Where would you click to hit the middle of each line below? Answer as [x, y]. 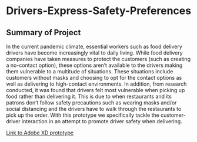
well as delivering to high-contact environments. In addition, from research [96, 84]
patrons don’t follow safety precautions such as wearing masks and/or [91, 103]
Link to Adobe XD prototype [40, 133]
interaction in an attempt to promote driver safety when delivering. [102, 121]
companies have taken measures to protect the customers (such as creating [98, 59]
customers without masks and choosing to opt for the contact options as [94, 78]
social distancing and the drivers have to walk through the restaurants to [94, 109]
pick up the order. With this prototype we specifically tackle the [83, 115]
